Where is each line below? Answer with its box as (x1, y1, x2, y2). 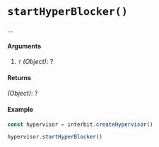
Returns (7, 73, 32, 82)
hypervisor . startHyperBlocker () (7, 134, 102, 141)
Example (7, 105, 34, 113)
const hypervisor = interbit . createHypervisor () (7, 121, 153, 128)
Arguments (7, 41, 42, 50)
